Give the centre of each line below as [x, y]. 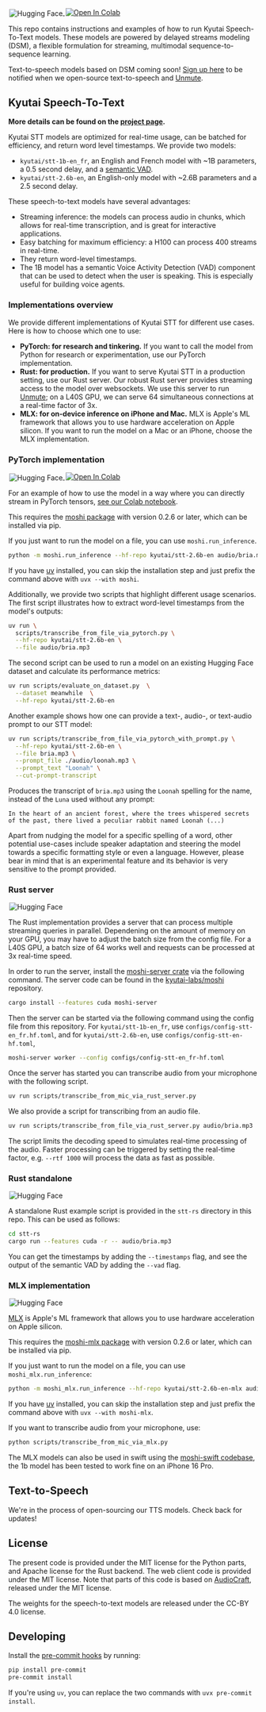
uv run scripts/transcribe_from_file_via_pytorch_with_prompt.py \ [122, 739]
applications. [40, 234]
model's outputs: [36, 611]
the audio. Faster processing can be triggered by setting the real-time [122, 1149]
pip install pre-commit [47, 1670]
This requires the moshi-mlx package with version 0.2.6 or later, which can [130, 1342]
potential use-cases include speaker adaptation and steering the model [125, 844]
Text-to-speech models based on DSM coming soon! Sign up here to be [125, 69]
